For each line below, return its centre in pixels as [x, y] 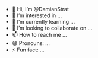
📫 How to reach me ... [39, 35]
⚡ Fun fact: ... [28, 50]
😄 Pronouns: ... [31, 43]
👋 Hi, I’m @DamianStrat [40, 9]
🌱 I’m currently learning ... [43, 22]
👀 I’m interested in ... [37, 15]
